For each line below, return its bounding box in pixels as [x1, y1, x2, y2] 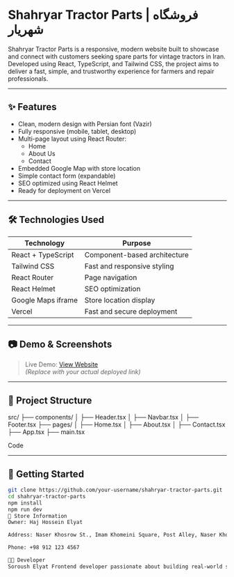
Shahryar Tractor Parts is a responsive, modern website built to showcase [8, 45, 219, 53]
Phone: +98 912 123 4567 [8, 544, 80, 551]
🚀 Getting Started [8, 468, 85, 480]
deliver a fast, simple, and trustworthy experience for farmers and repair [8, 67, 215, 75]
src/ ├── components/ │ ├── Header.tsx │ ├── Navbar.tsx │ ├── [8, 413, 199, 422]
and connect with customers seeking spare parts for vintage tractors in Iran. [8, 52, 226, 61]
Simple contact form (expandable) [17, 171, 116, 180]
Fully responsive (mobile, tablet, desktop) [17, 127, 137, 135]
